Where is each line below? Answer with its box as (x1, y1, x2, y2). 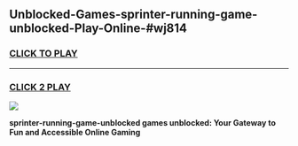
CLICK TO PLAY (9, 48, 78, 60)
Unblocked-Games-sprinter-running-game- (9, 7, 258, 22)
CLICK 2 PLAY (9, 81, 71, 93)
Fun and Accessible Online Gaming (9, 127, 141, 137)
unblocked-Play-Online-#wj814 (9, 21, 188, 36)
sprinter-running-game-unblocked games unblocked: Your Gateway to (9, 117, 277, 127)
